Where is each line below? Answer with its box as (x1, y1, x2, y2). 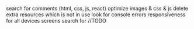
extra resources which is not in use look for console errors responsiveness (6, 11, 186, 18)
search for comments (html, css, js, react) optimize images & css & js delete (6, 5, 189, 12)
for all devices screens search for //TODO (6, 17, 106, 24)
